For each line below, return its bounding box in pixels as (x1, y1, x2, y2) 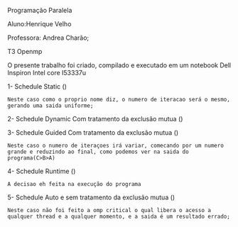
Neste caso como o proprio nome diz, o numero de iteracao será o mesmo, (7, 96, 231, 103)
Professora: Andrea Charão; (7, 33, 90, 42)
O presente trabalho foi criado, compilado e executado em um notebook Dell (7, 61, 232, 70)
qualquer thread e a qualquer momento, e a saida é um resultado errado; (7, 213, 231, 220)
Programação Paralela (7, 6, 72, 14)
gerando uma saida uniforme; (7, 102, 94, 109)
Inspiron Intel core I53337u (7, 69, 87, 77)
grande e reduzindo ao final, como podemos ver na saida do (7, 148, 190, 155)
